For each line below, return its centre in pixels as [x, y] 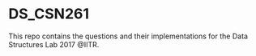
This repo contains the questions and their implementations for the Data [128, 36]
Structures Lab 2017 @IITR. [54, 44]
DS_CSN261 [49, 14]
